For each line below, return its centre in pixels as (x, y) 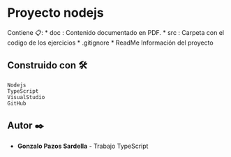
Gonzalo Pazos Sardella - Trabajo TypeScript (83, 146)
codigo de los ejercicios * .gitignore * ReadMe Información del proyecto (111, 43)
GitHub (17, 103)
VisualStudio (26, 97)
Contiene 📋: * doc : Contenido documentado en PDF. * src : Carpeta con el (116, 32)
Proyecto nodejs (56, 13)
